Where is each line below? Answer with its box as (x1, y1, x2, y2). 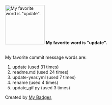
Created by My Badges (5, 94, 52, 100)
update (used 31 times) (12, 64, 59, 70)
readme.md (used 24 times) (12, 69, 69, 75)
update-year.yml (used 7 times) (12, 75, 76, 80)
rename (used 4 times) (12, 79, 58, 85)
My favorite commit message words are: (5, 54, 87, 60)
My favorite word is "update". (45, 40, 108, 46)
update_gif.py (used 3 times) (12, 85, 70, 90)
